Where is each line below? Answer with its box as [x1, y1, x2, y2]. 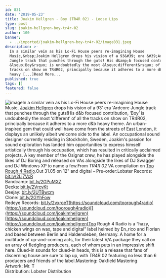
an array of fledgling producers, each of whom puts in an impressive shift [5, 242, 155, 248]
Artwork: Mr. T [5, 263, 35, 269]
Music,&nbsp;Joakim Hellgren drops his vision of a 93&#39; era [9, 53, 145, 59]
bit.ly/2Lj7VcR [5, 173, 33, 179]
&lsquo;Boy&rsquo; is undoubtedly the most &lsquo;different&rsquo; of [9, 63, 161, 68]
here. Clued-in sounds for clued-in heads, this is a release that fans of [5, 247, 148, 253]
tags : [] [5, 81, 23, 86]
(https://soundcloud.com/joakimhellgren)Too [5, 220, 96, 226]
